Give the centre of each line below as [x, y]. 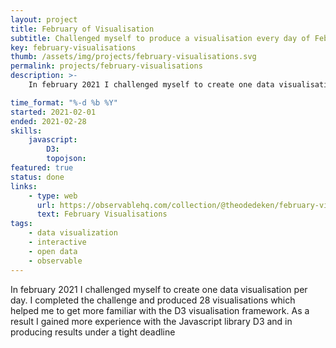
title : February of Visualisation [82, 29]
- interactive [57, 242]
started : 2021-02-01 [53, 112]
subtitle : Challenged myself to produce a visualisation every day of [160, 38]
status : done [37, 177]
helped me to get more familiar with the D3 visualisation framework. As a [160, 310]
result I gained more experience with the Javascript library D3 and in [151, 321]
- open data [53, 251]
